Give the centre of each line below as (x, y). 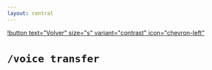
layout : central (30, 13)
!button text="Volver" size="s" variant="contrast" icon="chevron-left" (106, 33)
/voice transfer (53, 59)
